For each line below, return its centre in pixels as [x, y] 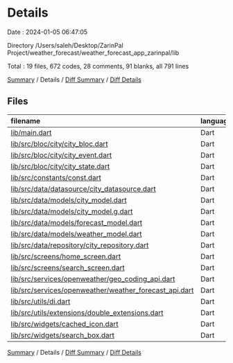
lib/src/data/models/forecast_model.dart [77, 222]
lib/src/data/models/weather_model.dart [76, 233]
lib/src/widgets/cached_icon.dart [65, 324]
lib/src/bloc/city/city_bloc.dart [60, 143]
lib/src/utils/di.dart [41, 301]
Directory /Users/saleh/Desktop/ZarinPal [65, 45]
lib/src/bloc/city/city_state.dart [60, 166]
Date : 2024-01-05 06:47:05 [48, 32]
